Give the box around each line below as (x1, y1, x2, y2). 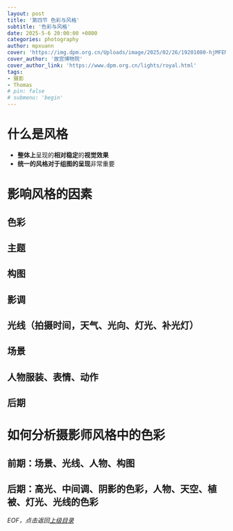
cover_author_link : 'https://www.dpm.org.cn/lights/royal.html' (7, 62, 197, 69)
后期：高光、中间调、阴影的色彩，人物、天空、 (7, 483, 208, 495)
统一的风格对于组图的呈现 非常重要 (17, 159, 115, 168)
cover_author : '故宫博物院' (7, 56, 83, 63)
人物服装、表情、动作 (7, 371, 98, 383)
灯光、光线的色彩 (25, 496, 98, 508)
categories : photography (7, 36, 79, 43)
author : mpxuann (7, 42, 54, 49)
